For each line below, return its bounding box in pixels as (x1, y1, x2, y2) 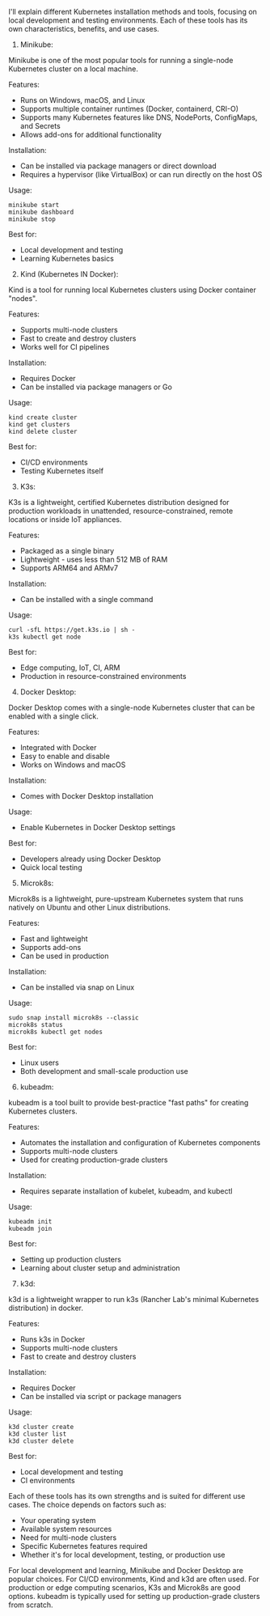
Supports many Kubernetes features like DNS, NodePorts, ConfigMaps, (19, 112, 258, 122)
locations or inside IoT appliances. (8, 515, 122, 524)
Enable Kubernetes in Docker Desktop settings (19, 823, 176, 832)
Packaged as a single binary (19, 546, 115, 555)
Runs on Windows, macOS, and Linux (19, 95, 146, 104)
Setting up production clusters (19, 1254, 121, 1264)
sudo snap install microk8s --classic (8, 1014, 139, 1022)
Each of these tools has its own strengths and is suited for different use (8, 1491, 246, 1500)
